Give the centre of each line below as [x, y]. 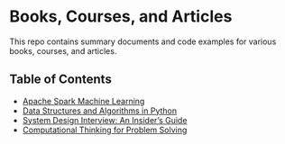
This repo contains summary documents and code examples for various [143, 41]
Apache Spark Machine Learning [83, 101]
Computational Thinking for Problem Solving [105, 130]
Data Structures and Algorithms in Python [100, 111]
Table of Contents [61, 80]
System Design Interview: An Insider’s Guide [105, 120]
